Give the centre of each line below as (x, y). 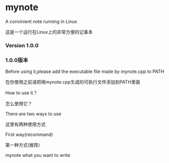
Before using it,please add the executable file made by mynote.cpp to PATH (85, 72)
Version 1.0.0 (22, 45)
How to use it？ (21, 93)
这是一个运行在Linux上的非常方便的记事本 (49, 32)
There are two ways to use (33, 114)
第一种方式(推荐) (23, 145)
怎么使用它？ (19, 104)
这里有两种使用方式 (26, 124)
